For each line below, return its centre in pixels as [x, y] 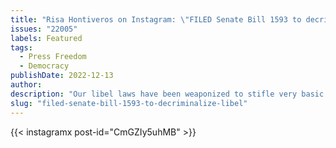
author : [26, 85]
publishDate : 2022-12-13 [62, 76]
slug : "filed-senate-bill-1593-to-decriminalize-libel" [129, 103]
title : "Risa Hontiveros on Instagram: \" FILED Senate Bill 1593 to [156, 19]
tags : [21, 47]
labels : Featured [46, 38]
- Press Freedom [53, 57]
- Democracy [44, 66]
